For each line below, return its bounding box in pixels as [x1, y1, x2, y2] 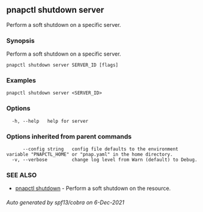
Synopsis [6, 36, 35, 45]
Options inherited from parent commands [6, 132, 132, 141]
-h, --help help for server [12, 118, 88, 124]
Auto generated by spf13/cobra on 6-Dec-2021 [6, 199, 125, 206]
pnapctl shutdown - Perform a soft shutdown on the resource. [15, 185, 171, 192]
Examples [6, 76, 37, 85]
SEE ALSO [6, 170, 37, 179]
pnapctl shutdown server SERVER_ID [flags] [6, 62, 119, 68]
